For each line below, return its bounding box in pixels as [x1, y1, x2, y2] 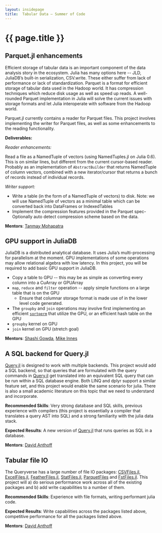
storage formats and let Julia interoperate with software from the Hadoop [5, 100, 151, 107]
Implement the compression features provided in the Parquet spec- [12, 208, 147, 214]
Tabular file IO [5, 456, 48, 464]
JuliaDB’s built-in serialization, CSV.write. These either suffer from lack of [5, 75, 151, 80]
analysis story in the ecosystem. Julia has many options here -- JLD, [5, 70, 142, 76]
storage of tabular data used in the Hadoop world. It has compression [5, 85, 144, 91]
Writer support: [5, 184, 35, 189]
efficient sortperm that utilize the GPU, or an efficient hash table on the [12, 311, 152, 316]
